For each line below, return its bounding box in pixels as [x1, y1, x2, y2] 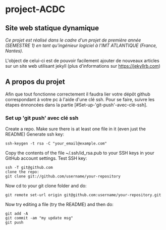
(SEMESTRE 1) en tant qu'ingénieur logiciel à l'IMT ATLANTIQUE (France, [5, 42, 157, 49]
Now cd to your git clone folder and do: [5, 183, 87, 189]
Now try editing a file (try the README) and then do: [5, 201, 114, 208]
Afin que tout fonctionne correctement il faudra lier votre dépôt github [5, 91, 150, 97]
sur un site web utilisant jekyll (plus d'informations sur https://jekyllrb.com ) [5, 63, 160, 69]
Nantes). [5, 48, 24, 54]
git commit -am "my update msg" [5, 216, 73, 221]
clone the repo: [5, 169, 39, 175]
